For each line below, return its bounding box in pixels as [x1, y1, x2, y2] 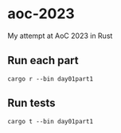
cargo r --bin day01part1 [7, 74, 93, 83]
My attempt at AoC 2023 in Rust [7, 31, 113, 40]
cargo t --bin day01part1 [7, 117, 93, 125]
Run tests [7, 97, 56, 110]
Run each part [7, 54, 79, 67]
